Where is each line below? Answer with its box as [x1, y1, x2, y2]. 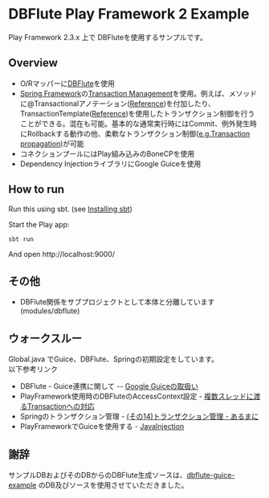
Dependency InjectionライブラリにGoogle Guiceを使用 [19, 158, 202, 169]
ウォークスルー [8, 331, 83, 345]
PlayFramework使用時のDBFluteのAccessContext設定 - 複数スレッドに [19, 391, 255, 402]
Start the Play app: [8, 219, 70, 229]
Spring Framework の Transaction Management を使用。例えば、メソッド [19, 88, 258, 98]
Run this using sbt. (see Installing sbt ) [8, 204, 132, 214]
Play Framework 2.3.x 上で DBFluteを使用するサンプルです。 [8, 32, 207, 42]
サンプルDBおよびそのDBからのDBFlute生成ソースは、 [8, 471, 187, 480]
